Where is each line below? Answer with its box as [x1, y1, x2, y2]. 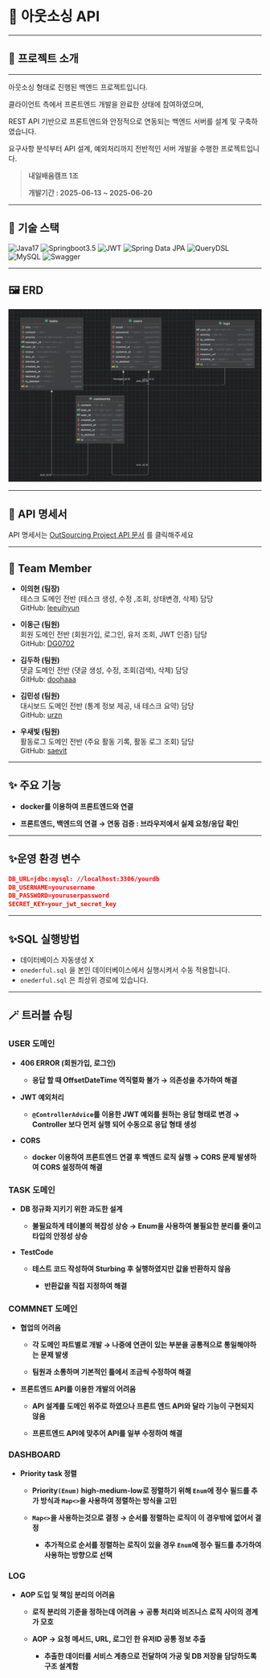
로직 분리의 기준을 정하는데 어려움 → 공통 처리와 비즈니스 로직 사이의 [31, 1606, 243, 1616]
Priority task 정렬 [19, 1468, 78, 1478]
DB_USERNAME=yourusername [8, 883, 95, 892]
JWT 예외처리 [19, 1092, 64, 1102]
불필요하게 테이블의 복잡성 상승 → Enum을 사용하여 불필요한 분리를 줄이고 [31, 1221, 262, 1231]
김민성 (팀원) [19, 691, 60, 701]
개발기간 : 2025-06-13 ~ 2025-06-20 [27, 188, 153, 197]
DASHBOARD [8, 1449, 61, 1461]
